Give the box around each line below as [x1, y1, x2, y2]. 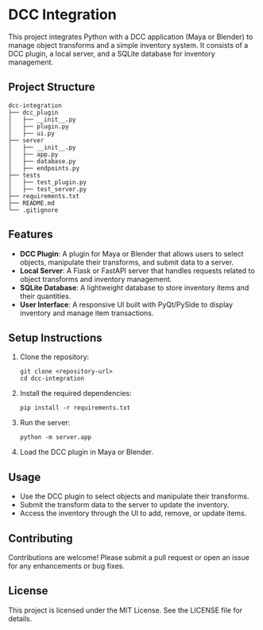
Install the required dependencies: [19, 389, 133, 398]
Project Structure [8, 80, 95, 94]
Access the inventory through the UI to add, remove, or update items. [19, 508, 247, 518]
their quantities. [19, 291, 72, 300]
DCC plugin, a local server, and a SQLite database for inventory [8, 49, 216, 58]
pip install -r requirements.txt [19, 404, 131, 412]
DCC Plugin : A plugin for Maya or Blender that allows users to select [19, 248, 244, 258]
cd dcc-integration [19, 374, 85, 383]
